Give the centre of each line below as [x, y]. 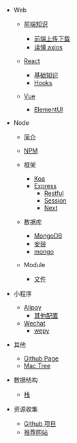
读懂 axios [48, 47]
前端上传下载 [52, 38]
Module [34, 265]
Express [45, 186]
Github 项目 [40, 424]
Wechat [34, 323]
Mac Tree [37, 366]
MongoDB [48, 236]
